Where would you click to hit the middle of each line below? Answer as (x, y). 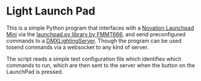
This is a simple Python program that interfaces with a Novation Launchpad (100, 28)
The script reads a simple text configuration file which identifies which (94, 59)
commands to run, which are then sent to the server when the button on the (101, 65)
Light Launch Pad (51, 11)
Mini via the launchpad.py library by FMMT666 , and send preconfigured (96, 34)
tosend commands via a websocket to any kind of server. (77, 47)
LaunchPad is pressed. (35, 71)
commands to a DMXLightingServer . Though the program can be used (94, 40)
